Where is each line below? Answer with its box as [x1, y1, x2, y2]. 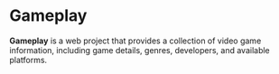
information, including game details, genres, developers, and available [9, 44, 271, 55]
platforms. [9, 54, 48, 65]
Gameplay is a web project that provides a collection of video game [9, 35, 262, 46]
